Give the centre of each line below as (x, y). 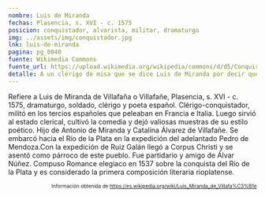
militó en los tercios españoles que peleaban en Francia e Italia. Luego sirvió (132, 113)
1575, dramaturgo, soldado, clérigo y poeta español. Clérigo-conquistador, (129, 105)
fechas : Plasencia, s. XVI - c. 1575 (70, 23)
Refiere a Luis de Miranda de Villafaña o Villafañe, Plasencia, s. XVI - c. (123, 96)
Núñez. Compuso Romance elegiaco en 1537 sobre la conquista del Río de (129, 163)
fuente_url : (28, 67)
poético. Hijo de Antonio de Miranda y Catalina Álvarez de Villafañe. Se (123, 130)
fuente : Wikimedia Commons (52, 60)
